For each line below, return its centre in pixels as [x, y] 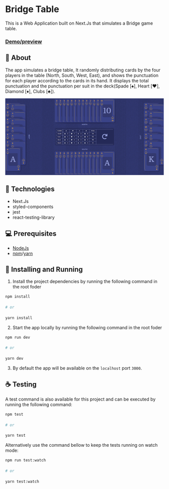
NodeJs [21, 248]
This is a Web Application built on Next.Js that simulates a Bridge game [79, 23]
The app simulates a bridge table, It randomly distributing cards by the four [83, 70]
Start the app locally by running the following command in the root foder [87, 327]
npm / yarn [23, 254]
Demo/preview [24, 41]
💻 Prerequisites [31, 234]
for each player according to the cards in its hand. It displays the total [77, 80]
